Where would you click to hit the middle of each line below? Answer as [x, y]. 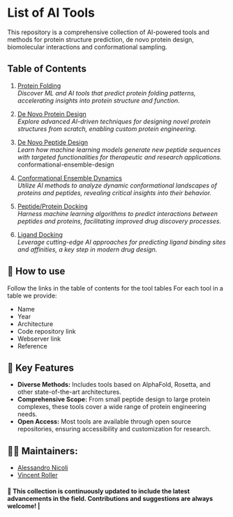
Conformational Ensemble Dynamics [70, 178]
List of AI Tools [51, 13]
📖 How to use [36, 271]
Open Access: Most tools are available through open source [104, 422]
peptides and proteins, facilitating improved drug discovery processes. [119, 221]
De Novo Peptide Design [53, 142]
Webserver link [39, 339]
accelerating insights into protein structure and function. [98, 100]
